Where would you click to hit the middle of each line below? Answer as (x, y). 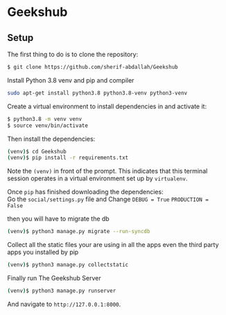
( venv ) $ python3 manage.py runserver (62, 291)
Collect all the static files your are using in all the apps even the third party (113, 245)
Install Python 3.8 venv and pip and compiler (71, 80)
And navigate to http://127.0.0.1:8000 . (64, 304)
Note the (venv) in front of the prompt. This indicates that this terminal (107, 171)
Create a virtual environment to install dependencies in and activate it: (107, 106)
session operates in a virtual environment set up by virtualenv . (97, 178)
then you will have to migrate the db (58, 219)
